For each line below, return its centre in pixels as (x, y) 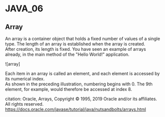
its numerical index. (25, 79)
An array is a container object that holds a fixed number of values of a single (82, 39)
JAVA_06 (24, 9)
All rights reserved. (24, 104)
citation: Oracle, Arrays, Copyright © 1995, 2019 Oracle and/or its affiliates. (81, 99)
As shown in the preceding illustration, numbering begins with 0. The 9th (79, 84)
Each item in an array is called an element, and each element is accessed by (82, 74)
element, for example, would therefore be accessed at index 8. (68, 89)
